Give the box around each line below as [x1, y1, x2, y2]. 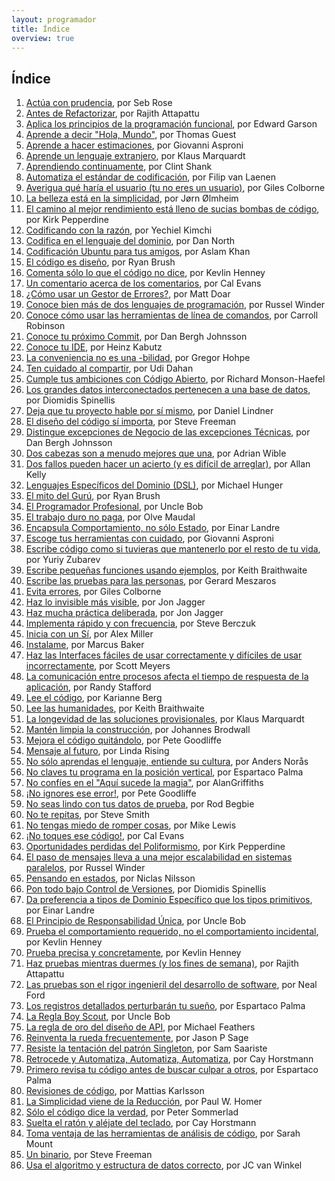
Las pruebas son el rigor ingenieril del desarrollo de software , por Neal [25, 979, 318, 991]
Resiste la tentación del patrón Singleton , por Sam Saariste [25, 1042, 268, 1055]
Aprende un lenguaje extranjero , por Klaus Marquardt [25, 150, 246, 162]
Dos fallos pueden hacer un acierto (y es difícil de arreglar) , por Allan [25, 458, 311, 470]
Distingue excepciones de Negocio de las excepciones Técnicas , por [25, 426, 311, 438]
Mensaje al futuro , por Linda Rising [25, 745, 170, 757]
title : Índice [11, 24, 71, 34]
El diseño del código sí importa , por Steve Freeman [25, 416, 237, 428]
